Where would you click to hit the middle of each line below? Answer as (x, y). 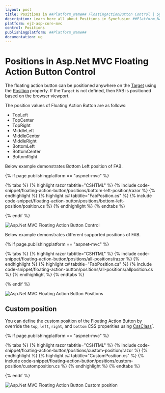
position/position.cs (25, 206)
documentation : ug (24, 37)
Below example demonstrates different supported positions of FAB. (73, 234)
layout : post (18, 10)
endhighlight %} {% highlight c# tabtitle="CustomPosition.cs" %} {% (75, 355)
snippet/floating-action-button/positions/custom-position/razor (69, 350)
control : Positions (25, 28)
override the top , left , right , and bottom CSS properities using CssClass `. (80, 326)
